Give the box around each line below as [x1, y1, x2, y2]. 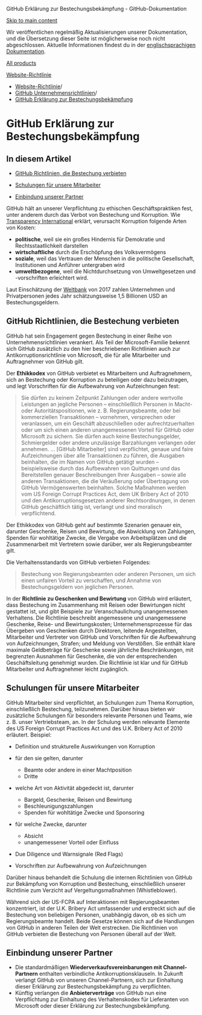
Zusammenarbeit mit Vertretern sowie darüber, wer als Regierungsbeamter [6, 540, 192, 548]
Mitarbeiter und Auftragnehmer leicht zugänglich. [6, 665, 129, 673]
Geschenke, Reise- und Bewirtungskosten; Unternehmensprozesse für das [6, 620, 192, 627]
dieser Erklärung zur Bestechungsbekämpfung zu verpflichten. [14, 983, 172, 990]
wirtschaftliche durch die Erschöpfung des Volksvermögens [14, 249, 166, 255]
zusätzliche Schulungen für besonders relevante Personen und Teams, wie [6, 712, 193, 719]
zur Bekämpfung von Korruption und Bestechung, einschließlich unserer [6, 880, 186, 887]
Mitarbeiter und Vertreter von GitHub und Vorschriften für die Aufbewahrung [6, 633, 197, 641]
